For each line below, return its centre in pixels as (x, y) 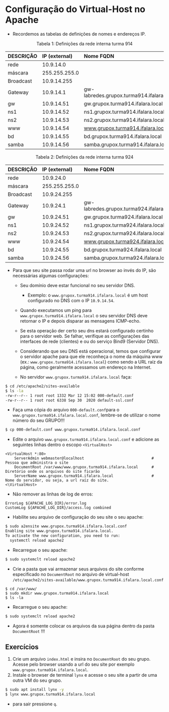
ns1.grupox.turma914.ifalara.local (124, 112)
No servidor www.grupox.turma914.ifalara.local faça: (76, 377)
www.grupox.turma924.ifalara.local (126, 241)
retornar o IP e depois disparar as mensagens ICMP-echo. (80, 321)
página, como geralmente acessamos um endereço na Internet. (86, 367)
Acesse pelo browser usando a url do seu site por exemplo (73, 664)
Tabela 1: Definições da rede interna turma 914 (84, 43)
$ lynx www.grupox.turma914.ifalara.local (50, 694)
